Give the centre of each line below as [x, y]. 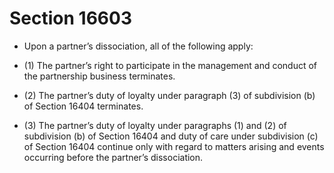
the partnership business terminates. [99, 76]
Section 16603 [70, 18]
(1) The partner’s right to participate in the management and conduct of [170, 65]
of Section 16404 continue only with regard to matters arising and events [174, 146]
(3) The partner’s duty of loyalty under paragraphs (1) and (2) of [155, 125]
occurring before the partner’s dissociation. [113, 157]
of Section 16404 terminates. [83, 106]
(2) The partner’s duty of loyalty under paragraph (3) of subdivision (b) [169, 95]
